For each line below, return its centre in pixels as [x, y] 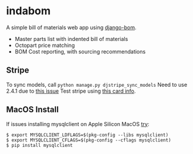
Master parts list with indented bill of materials [71, 39]
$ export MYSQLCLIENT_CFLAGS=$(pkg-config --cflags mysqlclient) [88, 140]
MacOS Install [33, 110]
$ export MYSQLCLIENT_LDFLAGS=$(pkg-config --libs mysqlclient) [87, 135]
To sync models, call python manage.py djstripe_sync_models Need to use [97, 84]
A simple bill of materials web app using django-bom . [71, 27]
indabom [29, 11]
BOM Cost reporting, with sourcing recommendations [80, 51]
